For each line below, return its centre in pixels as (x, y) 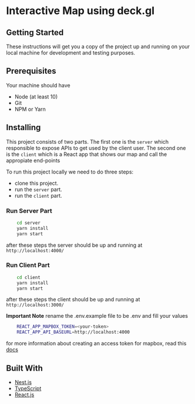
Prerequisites (31, 71)
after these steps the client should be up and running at (73, 300)
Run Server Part (29, 211)
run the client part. (38, 195)
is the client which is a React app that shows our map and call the (87, 154)
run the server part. (38, 189)
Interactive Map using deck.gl (80, 11)
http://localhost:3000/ (35, 305)
